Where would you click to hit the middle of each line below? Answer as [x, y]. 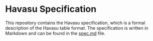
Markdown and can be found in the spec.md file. [55, 33]
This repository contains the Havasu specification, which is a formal [75, 23]
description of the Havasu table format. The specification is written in [77, 28]
